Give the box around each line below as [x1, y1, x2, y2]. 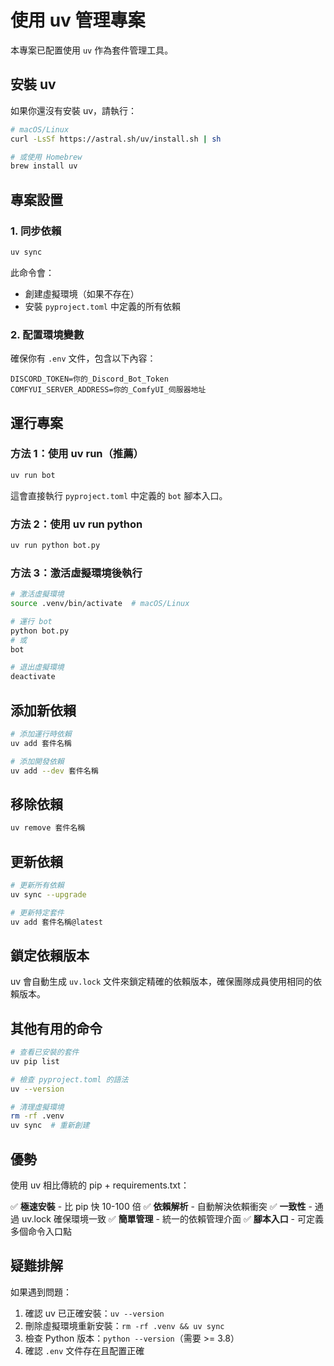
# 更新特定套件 [10, 907, 65, 918]
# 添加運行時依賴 [10, 729, 72, 739]
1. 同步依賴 [10, 224, 62, 238]
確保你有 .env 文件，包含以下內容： [10, 352, 157, 365]
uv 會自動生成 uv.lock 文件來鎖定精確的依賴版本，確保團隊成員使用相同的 [10, 976, 314, 988]
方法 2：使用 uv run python [10, 517, 143, 531]
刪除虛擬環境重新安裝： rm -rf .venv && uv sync [24, 1319, 225, 1331]
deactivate [10, 672, 56, 682]
